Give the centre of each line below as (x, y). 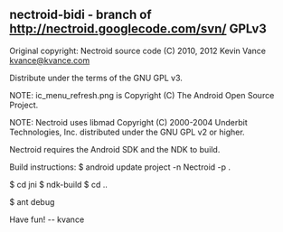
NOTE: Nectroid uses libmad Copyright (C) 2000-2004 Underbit (129, 122)
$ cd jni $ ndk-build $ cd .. (59, 184)
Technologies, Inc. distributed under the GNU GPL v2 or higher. (127, 132)
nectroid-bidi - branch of (80, 15)
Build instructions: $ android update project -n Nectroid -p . (120, 167)
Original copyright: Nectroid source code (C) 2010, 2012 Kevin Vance (138, 51)
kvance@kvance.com (50, 60)
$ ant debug (32, 201)
